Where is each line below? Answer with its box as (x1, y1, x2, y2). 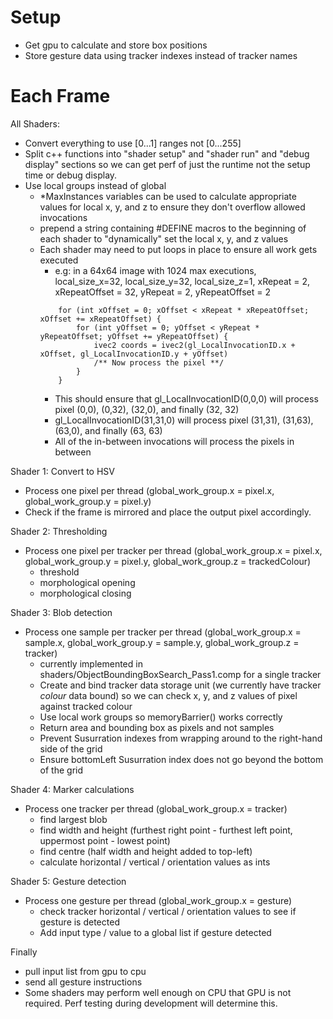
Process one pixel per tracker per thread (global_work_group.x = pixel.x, (24, 544, 323, 556)
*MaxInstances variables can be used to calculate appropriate (39, 190, 297, 202)
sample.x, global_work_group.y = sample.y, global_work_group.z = (24, 636, 300, 648)
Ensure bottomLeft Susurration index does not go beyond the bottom (39, 753, 324, 765)
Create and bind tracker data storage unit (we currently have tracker (39, 679, 322, 691)
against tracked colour (39, 700, 133, 712)
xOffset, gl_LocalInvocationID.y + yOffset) (39, 349, 229, 359)
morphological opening (39, 576, 136, 588)
